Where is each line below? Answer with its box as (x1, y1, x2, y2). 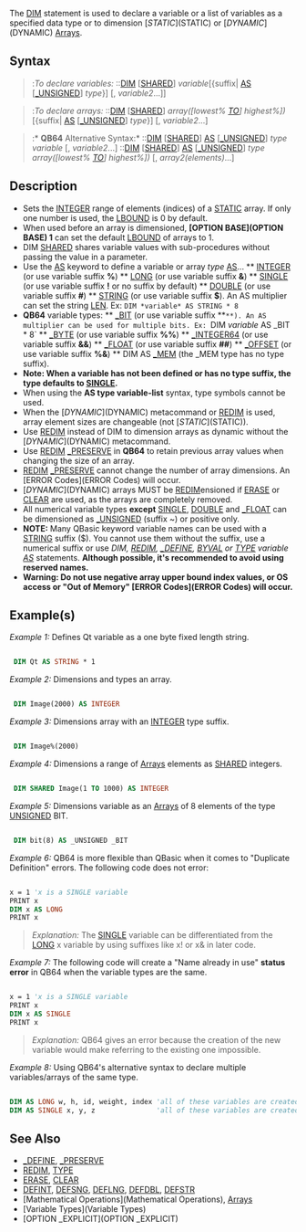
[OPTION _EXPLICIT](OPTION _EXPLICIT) (22, 1214, 179, 1225)
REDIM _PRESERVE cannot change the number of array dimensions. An (22, 465, 291, 476)
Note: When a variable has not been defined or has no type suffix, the (22, 367, 291, 378)
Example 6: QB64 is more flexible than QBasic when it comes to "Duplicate (9, 852, 290, 863)
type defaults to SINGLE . (22, 377, 118, 388)
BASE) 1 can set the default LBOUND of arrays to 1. (22, 232, 215, 243)
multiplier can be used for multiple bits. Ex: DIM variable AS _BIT (22, 319, 291, 330)
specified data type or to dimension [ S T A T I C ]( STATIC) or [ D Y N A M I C (9, 17, 265, 28)
